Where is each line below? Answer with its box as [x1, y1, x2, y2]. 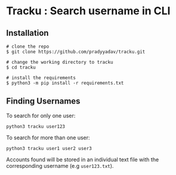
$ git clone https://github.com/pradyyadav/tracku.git [6, 49, 146, 55]
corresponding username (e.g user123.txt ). [6, 162, 114, 169]
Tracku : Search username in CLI [6, 4, 171, 18]
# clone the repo [6, 43, 50, 49]
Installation [6, 28, 49, 38]
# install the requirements [6, 75, 76, 81]
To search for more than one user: [6, 134, 91, 141]
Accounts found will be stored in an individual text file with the [6, 156, 159, 163]
